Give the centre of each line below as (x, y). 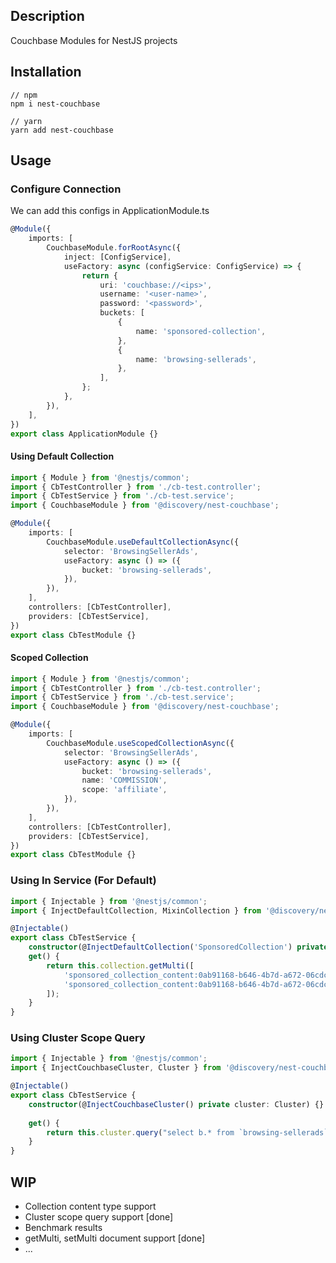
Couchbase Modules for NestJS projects (94, 40)
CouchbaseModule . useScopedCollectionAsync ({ (140, 743)
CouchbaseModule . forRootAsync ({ (114, 248)
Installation (46, 72)
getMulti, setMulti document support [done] (115, 1238)
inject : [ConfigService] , (117, 257)
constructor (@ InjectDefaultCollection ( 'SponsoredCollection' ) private (178, 947)
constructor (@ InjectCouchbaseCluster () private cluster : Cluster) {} (176, 1104)
